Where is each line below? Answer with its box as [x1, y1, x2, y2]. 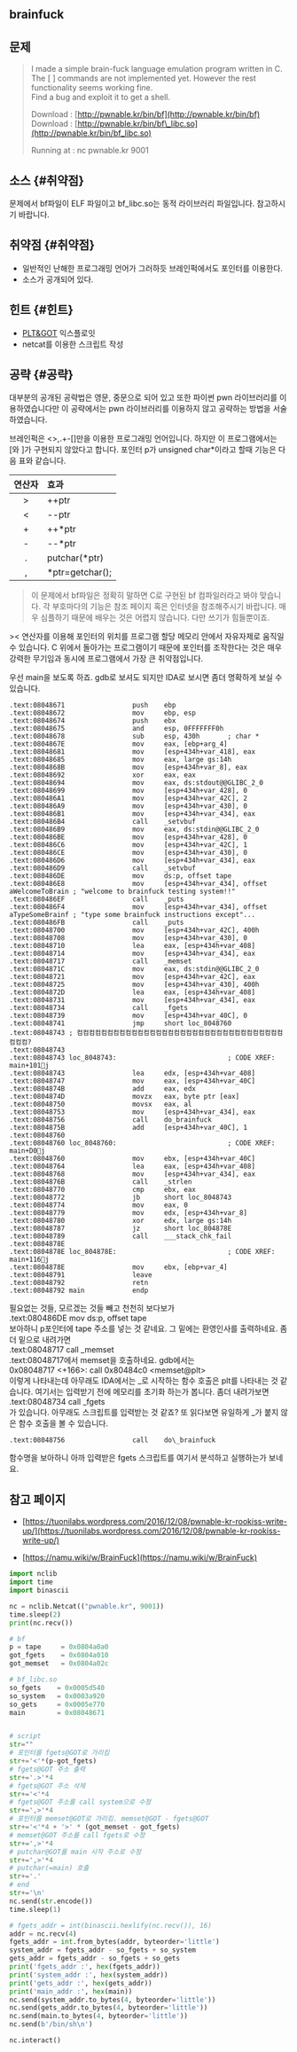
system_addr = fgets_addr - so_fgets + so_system [9, 1946, 197, 1954]
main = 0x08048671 [9, 1708, 105, 1717]
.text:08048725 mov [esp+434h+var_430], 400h [9, 980, 260, 990]
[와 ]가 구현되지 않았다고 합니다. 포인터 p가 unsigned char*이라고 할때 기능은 [9, 444, 277, 455]
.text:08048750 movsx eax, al [9, 1100, 192, 1109]
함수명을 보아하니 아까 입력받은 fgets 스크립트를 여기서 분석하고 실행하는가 [9, 1453, 268, 1463]
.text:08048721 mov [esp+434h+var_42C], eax [9, 973, 255, 982]
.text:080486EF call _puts [9, 895, 184, 904]
